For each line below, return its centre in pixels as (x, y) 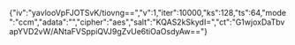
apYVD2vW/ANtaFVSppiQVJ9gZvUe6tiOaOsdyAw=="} (108, 31)
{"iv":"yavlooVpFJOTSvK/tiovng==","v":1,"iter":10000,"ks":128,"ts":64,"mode (148, 13)
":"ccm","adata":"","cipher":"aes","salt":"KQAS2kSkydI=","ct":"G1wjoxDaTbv (147, 22)
